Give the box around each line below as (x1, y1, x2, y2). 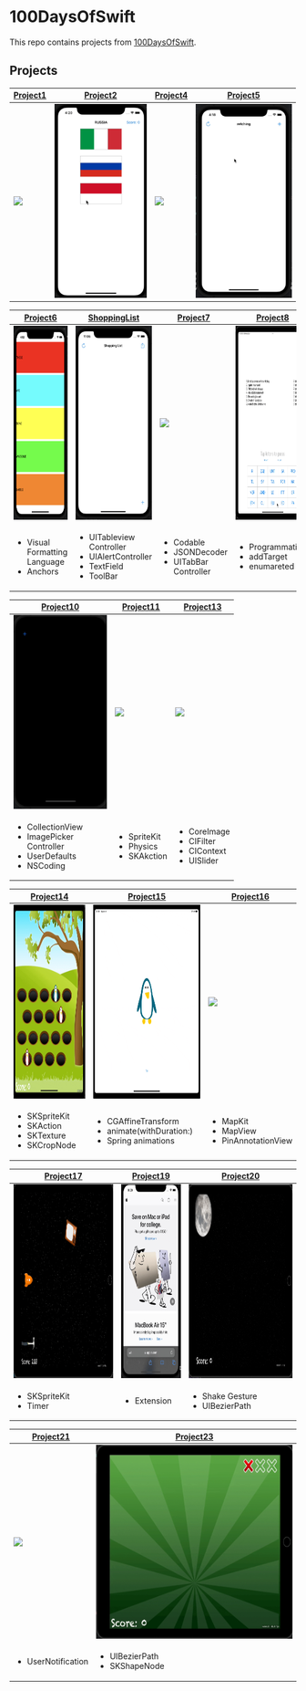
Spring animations (107, 1134, 175, 1146)
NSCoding (26, 860, 66, 871)
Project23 (175, 1431, 214, 1442)
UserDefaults (26, 851, 77, 861)
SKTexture (26, 1130, 66, 1141)
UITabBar (173, 556, 209, 567)
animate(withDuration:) (107, 1125, 193, 1136)
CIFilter (188, 836, 216, 846)
